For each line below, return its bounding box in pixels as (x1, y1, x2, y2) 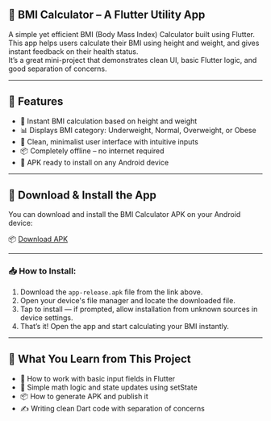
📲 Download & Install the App (8, 189, 157, 202)
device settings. (19, 312, 73, 323)
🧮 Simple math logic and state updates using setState (19, 382, 198, 392)
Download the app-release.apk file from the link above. (19, 287, 203, 297)
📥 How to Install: (8, 265, 77, 277)
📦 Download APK (8, 235, 69, 244)
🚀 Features (8, 94, 64, 109)
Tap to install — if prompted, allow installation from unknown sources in (19, 304, 258, 314)
